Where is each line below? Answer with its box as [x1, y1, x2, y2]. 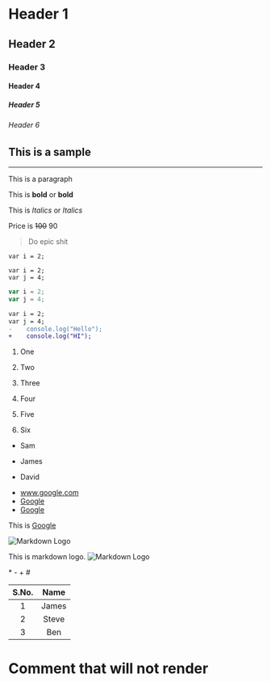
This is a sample [8, 145, 91, 158]
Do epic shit [27, 237, 69, 246]
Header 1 [8, 5, 69, 23]
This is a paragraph [8, 175, 73, 184]
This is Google [8, 520, 56, 530]
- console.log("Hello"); [8, 325, 103, 333]
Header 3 [8, 61, 46, 73]
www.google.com [19, 488, 79, 498]
